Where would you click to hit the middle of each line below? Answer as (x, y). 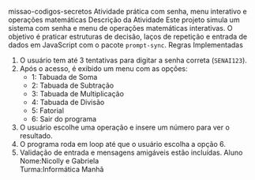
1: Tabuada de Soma (64, 77)
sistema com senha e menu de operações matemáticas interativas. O (120, 28)
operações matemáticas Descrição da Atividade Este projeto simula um (124, 20)
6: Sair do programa (64, 119)
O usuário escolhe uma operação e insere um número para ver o (125, 127)
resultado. (36, 136)
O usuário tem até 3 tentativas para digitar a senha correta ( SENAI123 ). (133, 60)
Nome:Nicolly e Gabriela (59, 161)
